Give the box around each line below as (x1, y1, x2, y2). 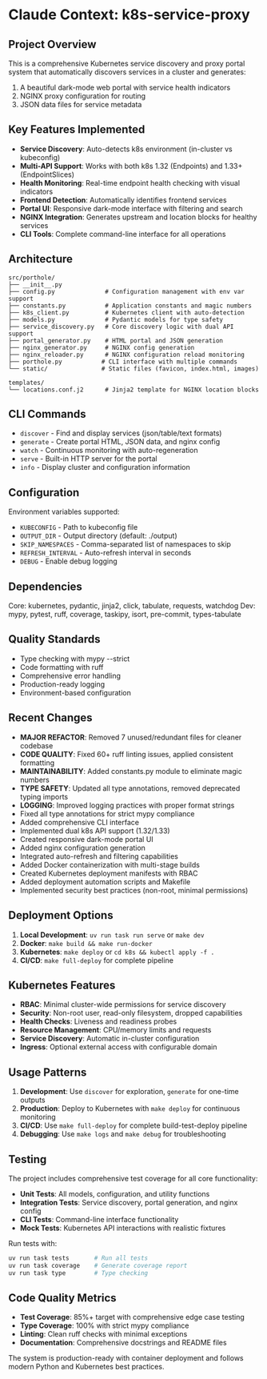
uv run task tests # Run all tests (8, 1254, 149, 1262)
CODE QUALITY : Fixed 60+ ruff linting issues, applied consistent (19, 749, 233, 759)
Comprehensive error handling (19, 671, 122, 680)
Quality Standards (8, 632, 102, 646)
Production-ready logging (19, 679, 106, 689)
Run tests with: (8, 1238, 58, 1248)
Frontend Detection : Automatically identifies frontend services (19, 194, 227, 205)
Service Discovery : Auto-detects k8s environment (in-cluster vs (19, 144, 233, 154)
